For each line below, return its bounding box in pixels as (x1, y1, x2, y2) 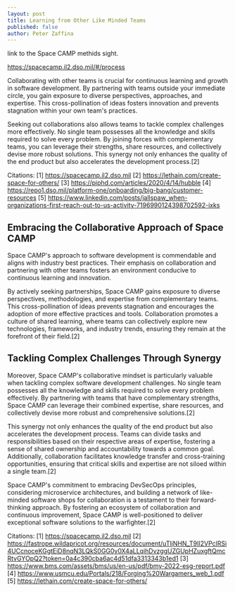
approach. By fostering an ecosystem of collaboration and (32, 503, 201, 511)
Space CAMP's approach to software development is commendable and (7, 251, 217, 260)
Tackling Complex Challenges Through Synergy (7, 353, 222, 365)
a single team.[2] (7, 467, 56, 475)
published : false (7, 23, 58, 30)
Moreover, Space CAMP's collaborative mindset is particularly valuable (7, 371, 213, 379)
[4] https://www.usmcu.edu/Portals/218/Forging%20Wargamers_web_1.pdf (7, 569, 224, 577)
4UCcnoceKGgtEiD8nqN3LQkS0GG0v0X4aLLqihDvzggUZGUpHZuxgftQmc (7, 546, 226, 555)
